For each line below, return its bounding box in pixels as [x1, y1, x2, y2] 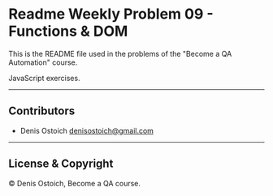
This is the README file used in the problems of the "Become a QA [8, 49, 232, 58]
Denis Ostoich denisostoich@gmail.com [19, 126, 154, 135]
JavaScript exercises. [8, 73, 80, 83]
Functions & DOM [8, 22, 128, 40]
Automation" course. [8, 58, 78, 67]
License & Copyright [8, 157, 114, 171]
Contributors [8, 104, 76, 118]
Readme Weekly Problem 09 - [8, 5, 214, 23]
